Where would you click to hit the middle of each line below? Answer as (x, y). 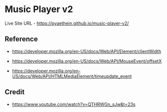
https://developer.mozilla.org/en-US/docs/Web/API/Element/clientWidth (87, 51)
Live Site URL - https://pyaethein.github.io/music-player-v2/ (67, 23)
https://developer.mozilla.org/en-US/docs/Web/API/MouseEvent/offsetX (87, 61)
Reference (21, 39)
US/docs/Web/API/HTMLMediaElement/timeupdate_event (72, 76)
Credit (15, 92)
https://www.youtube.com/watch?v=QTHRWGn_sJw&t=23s (74, 104)
